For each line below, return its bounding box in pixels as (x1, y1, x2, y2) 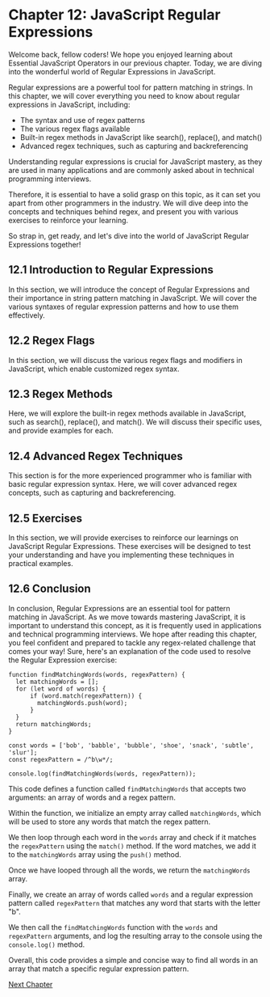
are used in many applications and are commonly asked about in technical (8, 165, 255, 175)
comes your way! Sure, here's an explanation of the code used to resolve (8, 646, 251, 656)
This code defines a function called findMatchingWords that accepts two (8, 784, 247, 793)
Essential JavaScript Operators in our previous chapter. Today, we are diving (8, 58, 263, 68)
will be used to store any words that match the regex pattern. (8, 817, 211, 826)
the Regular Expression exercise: (8, 655, 118, 665)
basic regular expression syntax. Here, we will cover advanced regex (8, 479, 238, 489)
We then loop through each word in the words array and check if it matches (8, 832, 256, 842)
